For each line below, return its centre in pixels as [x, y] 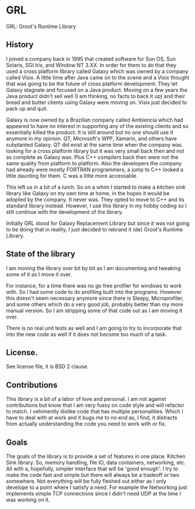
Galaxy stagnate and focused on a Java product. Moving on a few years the [97, 90]
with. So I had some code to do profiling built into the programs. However [94, 292]
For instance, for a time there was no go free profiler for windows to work [94, 285]
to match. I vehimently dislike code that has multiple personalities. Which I [95, 411]
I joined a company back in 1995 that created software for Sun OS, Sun [91, 58]
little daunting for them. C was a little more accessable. [72, 175]
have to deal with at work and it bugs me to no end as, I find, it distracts [92, 418]
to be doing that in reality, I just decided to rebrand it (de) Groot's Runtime [95, 229]
